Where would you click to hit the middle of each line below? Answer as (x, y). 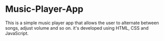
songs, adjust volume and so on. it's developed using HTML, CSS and (77, 28)
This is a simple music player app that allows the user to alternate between (82, 23)
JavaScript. (17, 33)
